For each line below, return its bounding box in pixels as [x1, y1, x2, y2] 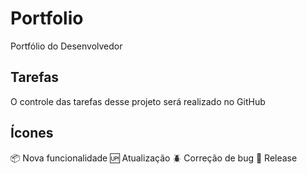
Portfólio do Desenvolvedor [10, 40, 123, 52]
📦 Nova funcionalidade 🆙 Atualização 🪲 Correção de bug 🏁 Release [10, 152, 298, 164]
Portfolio [10, 7, 84, 30]
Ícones [10, 125, 54, 142]
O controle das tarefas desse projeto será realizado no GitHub [10, 95, 266, 107]
